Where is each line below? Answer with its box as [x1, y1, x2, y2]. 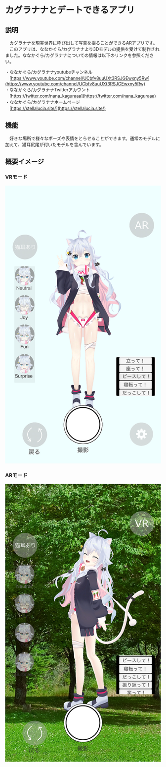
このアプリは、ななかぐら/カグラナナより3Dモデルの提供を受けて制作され [9, 46, 160, 52]
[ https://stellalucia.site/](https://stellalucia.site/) [9, 105, 106, 111]
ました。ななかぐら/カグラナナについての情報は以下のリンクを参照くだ [5, 53, 150, 58]
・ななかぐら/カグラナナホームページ [5, 99, 81, 105]
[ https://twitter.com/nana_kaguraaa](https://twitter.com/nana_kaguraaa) [9, 93, 157, 99]
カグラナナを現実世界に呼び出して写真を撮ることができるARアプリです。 [9, 40, 158, 46]
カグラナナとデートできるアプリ [5, 4, 135, 16]
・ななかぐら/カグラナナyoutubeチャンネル [5, 69, 93, 75]
